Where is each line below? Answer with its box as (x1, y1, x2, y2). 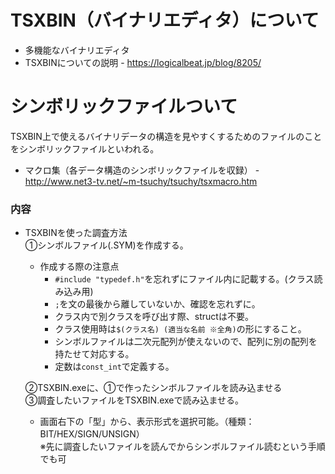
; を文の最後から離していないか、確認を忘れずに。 (54, 298, 261, 310)
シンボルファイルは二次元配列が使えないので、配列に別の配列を (54, 336, 318, 348)
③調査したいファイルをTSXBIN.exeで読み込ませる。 (24, 394, 245, 406)
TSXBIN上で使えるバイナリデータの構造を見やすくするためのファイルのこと (10, 130, 323, 142)
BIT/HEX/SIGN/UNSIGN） (39, 428, 145, 440)
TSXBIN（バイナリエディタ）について (10, 9, 320, 32)
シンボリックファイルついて (10, 96, 238, 118)
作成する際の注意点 (39, 261, 120, 273)
